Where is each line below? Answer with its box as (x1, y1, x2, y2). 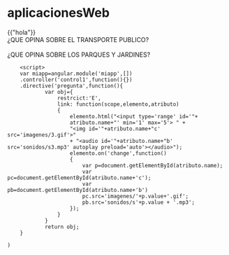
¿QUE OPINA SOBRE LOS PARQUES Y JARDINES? (7, 50, 151, 59)
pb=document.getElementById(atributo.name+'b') (7, 186, 149, 193)
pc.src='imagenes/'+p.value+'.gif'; (82, 193, 189, 200)
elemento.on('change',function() (69, 149, 168, 157)
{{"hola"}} (7, 28, 36, 36)
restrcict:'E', (57, 95, 101, 102)
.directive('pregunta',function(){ (20, 82, 124, 89)
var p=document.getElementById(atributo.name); (82, 162, 223, 169)
